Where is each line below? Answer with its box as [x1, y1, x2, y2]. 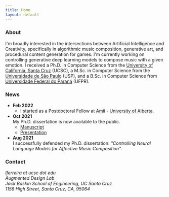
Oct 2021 [12, 113, 32, 119]
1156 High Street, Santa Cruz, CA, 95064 [5, 186, 90, 192]
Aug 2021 [12, 135, 34, 141]
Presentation [20, 129, 47, 136]
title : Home [5, 7, 30, 13]
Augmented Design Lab [5, 175, 55, 181]
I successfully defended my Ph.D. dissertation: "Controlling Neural [12, 140, 151, 146]
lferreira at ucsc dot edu [5, 170, 56, 176]
